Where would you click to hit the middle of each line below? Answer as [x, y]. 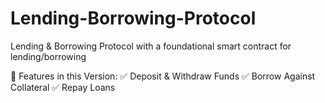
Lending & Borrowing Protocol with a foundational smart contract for [151, 46]
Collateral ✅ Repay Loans [63, 87]
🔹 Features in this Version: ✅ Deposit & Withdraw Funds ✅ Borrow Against [163, 76]
